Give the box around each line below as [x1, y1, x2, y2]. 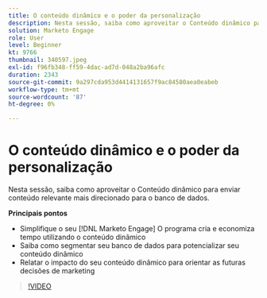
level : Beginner [8, 41, 62, 49]
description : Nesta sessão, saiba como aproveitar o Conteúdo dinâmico [8, 19, 250, 27]
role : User [8, 33, 44, 42]
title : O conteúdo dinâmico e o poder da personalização [8, 11, 201, 20]
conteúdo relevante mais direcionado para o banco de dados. [8, 193, 210, 203]
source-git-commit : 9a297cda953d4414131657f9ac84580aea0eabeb [8, 78, 219, 86]
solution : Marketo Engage [8, 26, 94, 34]
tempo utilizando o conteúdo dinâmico [19, 232, 146, 242]
